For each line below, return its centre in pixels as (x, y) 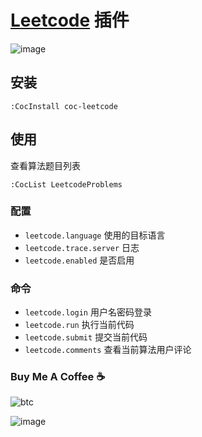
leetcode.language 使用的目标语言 (95, 235)
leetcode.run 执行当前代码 (79, 325)
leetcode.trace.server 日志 (82, 247)
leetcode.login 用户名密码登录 (88, 312)
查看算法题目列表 (45, 165)
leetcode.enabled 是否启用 (79, 260)
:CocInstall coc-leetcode (64, 106)
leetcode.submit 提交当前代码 (86, 337)
